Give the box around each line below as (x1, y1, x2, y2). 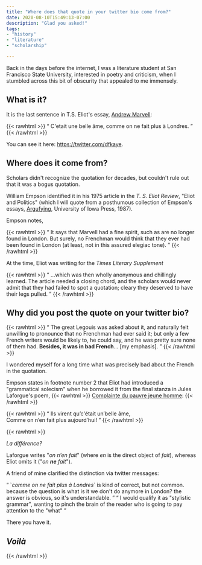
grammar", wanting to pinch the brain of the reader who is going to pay (6, 500, 183, 508)
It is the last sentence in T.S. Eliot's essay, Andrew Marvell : (6, 110, 153, 118)
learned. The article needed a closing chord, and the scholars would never (6, 277, 191, 284)
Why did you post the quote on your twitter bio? (6, 307, 189, 318)
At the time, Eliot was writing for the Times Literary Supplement (6, 259, 164, 266)
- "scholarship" (6, 43, 47, 49)
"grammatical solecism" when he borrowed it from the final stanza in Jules (6, 386, 192, 393)
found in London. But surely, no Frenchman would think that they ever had (6, 235, 190, 242)
